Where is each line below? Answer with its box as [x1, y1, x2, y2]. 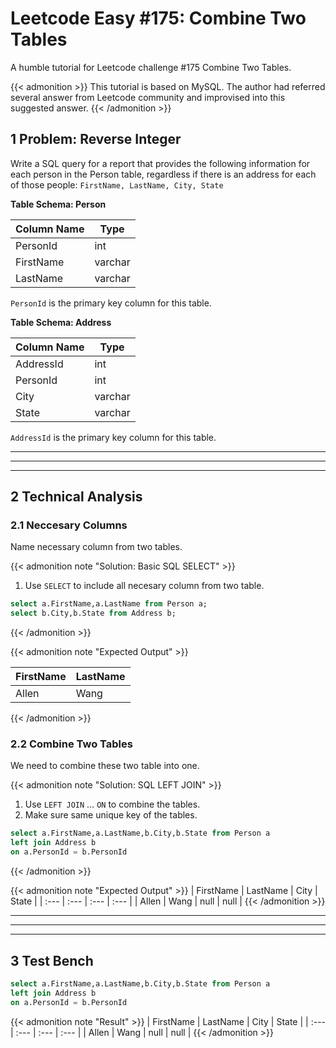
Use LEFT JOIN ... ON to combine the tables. [24, 798, 201, 811]
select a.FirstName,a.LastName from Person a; [10, 599, 208, 609]
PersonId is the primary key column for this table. [10, 297, 212, 309]
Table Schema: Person [10, 198, 107, 210]
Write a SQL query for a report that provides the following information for [10, 157, 311, 169]
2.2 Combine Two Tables [10, 737, 133, 751]
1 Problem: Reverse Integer [10, 131, 182, 148]
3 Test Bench [10, 952, 94, 969]
